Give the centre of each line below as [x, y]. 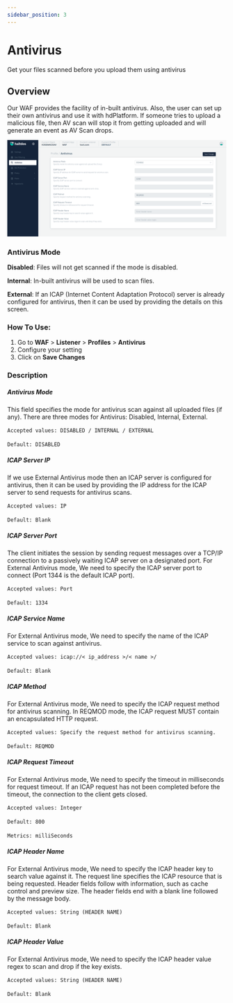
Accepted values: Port [40, 589]
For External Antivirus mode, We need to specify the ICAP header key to [110, 869]
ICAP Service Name [36, 618]
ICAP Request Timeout [41, 761]
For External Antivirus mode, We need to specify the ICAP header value [110, 959]
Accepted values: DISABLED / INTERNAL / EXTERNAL [81, 431]
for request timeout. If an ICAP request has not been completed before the [114, 787]
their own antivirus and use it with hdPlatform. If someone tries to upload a [114, 116]
